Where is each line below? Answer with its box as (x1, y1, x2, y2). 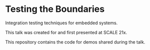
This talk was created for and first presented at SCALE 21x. (5, 29, 127, 35)
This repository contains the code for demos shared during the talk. (5, 39, 145, 45)
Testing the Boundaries (5, 3, 105, 15)
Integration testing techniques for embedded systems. (5, 20, 118, 26)
